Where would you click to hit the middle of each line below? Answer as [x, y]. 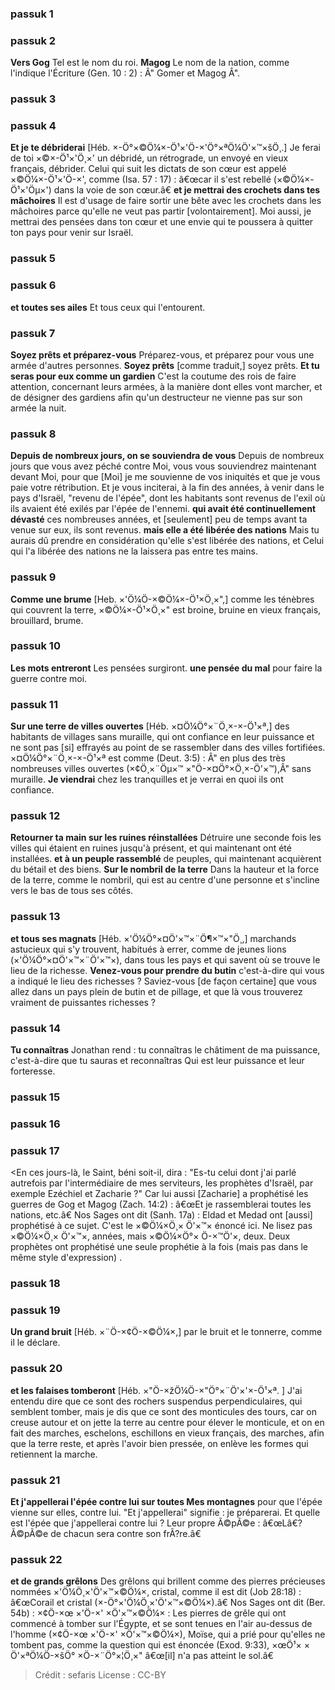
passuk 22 [36, 1559]
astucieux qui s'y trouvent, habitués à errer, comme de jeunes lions [148, 949]
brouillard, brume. [47, 620]
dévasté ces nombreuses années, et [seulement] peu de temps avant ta [159, 519]
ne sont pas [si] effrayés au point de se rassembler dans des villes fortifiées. [168, 748]
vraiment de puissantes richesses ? [83, 1002]
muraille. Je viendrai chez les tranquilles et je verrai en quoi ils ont [147, 779]
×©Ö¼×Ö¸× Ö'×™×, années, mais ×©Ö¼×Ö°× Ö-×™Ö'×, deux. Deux [150, 1236]
